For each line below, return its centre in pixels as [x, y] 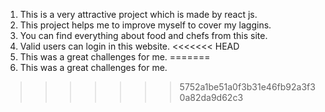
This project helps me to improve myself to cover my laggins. [145, 25]
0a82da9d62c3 [211, 97]
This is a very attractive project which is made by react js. [138, 14]
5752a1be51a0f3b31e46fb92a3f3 [247, 87]
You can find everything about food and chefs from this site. [143, 35]
